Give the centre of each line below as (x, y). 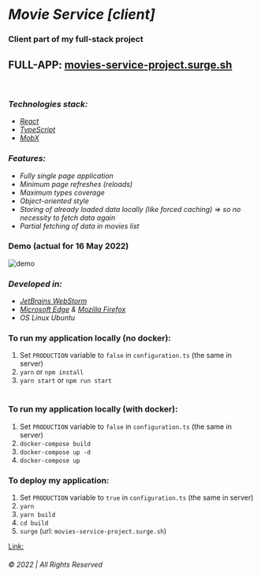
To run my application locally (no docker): (89, 338)
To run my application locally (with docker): (93, 409)
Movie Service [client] (82, 15)
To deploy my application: (59, 480)
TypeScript (37, 130)
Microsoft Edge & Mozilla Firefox (73, 310)
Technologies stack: (48, 104)
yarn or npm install (52, 372)
